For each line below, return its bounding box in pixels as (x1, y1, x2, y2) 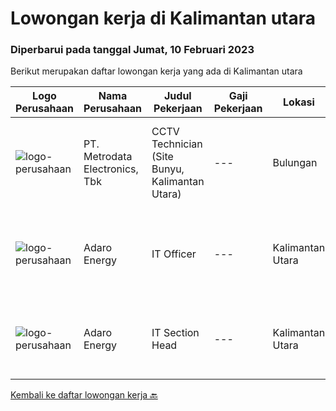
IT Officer (151, 247, 197, 261)
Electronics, (83, 162, 139, 176)
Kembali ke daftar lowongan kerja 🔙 (10, 389, 158, 401)
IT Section (151, 326, 200, 340)
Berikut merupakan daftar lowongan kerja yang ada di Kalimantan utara (10, 65, 303, 77)
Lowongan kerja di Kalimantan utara (10, 7, 316, 30)
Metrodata (83, 150, 133, 164)
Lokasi (283, 95, 315, 109)
